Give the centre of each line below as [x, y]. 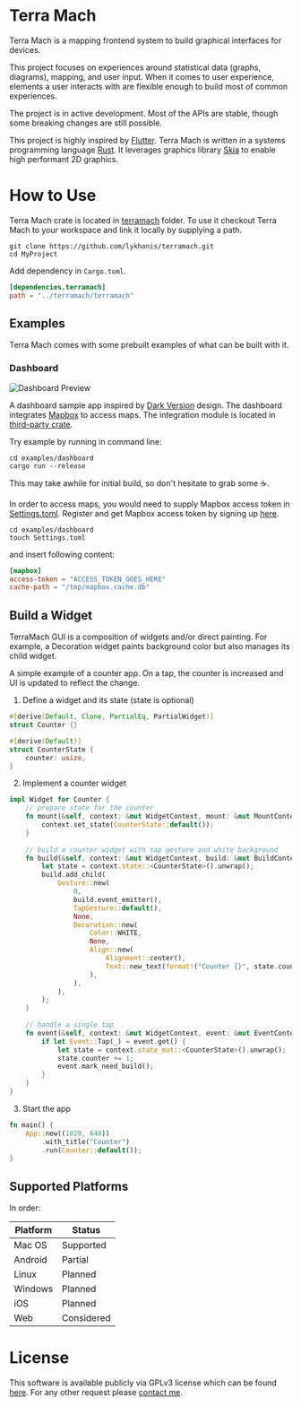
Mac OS [30, 1245]
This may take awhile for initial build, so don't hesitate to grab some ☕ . [140, 483]
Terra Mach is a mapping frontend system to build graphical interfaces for [146, 40]
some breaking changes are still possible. [86, 123]
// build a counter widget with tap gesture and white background [152, 850]
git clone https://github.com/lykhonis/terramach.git [112, 246]
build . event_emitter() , [118, 899]
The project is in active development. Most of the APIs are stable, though [144, 113]
